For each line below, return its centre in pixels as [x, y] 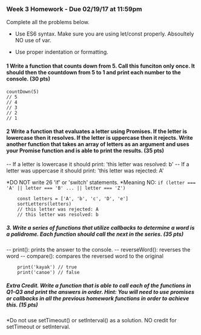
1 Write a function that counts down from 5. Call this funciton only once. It [100, 66]
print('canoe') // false [48, 272]
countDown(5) [23, 92]
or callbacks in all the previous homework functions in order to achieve [98, 299]
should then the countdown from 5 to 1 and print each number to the [94, 72]
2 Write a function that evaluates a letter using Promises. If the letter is [97, 131]
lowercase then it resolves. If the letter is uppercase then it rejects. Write [100, 138]
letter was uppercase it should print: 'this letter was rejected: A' [85, 171]
